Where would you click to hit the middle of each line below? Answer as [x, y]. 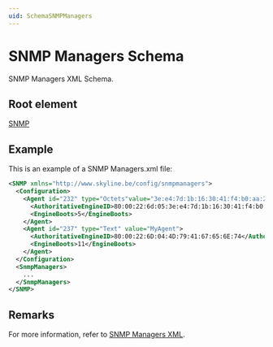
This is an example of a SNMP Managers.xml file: [91, 169]
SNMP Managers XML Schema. [61, 79]
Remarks [32, 315]
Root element [43, 104]
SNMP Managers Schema [96, 56]
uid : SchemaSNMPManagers [50, 16]
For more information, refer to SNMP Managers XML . [97, 335]
